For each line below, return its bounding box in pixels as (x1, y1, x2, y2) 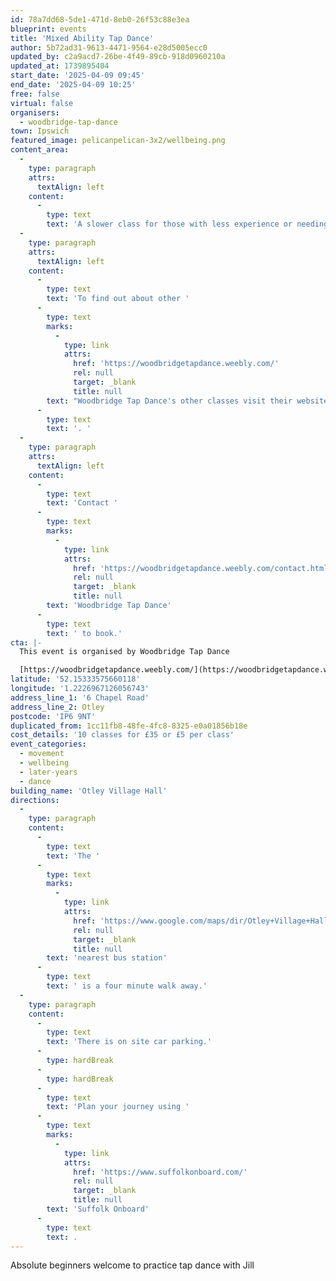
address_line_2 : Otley (10, 702, 105, 712)
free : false (10, 89, 60, 99)
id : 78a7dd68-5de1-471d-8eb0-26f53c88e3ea (10, 14, 190, 25)
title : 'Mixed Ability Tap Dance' (10, 33, 155, 43)
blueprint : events (10, 24, 87, 34)
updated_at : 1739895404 (10, 61, 110, 71)
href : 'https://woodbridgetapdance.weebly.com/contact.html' (73, 563, 333, 573)
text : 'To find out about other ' (46, 294, 190, 304)
